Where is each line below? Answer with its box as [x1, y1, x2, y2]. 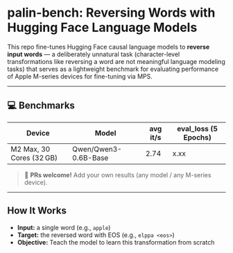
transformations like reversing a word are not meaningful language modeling [7, 57, 225, 65]
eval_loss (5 [176, 124, 218, 133]
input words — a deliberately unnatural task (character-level [7, 50, 180, 58]
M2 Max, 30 [10, 144, 51, 154]
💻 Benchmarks [7, 99, 75, 112]
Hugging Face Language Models [7, 19, 198, 35]
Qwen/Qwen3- [72, 144, 123, 154]
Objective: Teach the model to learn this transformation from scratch [17, 238, 215, 246]
